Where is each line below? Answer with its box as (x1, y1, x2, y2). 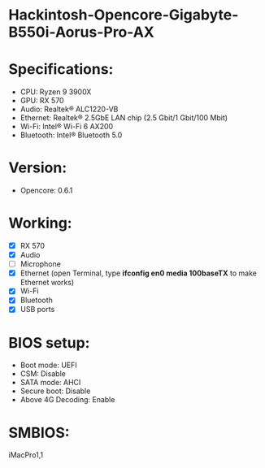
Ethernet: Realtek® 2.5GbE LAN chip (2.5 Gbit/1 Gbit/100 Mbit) (20, 113, 228, 123)
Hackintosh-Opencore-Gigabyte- (8, 6, 239, 24)
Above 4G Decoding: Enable (20, 395, 115, 405)
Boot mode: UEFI (20, 360, 77, 370)
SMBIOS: (8, 423, 71, 442)
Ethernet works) (20, 278, 75, 288)
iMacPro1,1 (8, 450, 44, 460)
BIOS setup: (8, 333, 90, 352)
